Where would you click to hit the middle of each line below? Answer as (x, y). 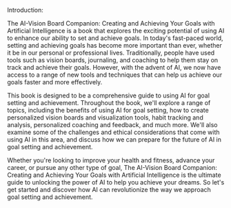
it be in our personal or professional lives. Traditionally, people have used (111, 53)
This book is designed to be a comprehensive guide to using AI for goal (109, 95)
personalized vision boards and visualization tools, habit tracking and (105, 117)
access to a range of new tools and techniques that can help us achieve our (115, 75)
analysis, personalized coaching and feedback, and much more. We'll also (112, 125)
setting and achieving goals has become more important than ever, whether (114, 45)
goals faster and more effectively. (55, 82)
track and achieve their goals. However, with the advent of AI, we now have (114, 67)
